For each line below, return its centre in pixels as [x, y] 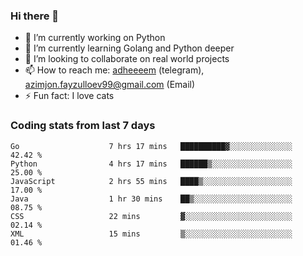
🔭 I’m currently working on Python [95, 38]
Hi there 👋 [35, 16]
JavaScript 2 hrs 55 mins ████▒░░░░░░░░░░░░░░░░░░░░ [151, 181]
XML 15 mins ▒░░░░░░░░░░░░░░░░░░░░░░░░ [151, 234]
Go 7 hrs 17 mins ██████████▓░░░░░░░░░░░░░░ [151, 146]
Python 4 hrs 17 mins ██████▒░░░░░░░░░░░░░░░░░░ [151, 164]
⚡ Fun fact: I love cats [69, 96]
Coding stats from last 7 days [83, 126]
